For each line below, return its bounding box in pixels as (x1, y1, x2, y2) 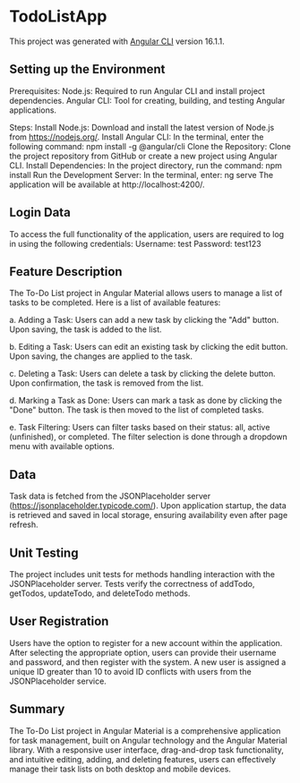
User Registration (9, 614, 109, 629)
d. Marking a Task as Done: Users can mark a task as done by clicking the (9, 396, 282, 406)
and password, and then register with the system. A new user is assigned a (9, 656, 287, 668)
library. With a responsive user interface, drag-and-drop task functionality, (9, 745, 285, 755)
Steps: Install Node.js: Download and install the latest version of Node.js (9, 122, 275, 132)
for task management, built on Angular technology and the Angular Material (9, 735, 288, 745)
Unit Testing (9, 545, 79, 560)
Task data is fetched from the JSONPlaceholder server (9, 490, 211, 502)
